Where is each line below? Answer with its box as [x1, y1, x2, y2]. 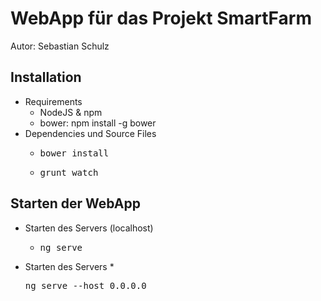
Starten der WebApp [10, 195, 141, 212]
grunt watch [39, 167, 99, 178]
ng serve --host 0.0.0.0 [24, 280, 147, 291]
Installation [10, 69, 82, 86]
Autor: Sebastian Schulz [10, 40, 110, 52]
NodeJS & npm [39, 106, 103, 118]
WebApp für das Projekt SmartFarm [10, 7, 312, 30]
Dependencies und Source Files [24, 127, 157, 139]
